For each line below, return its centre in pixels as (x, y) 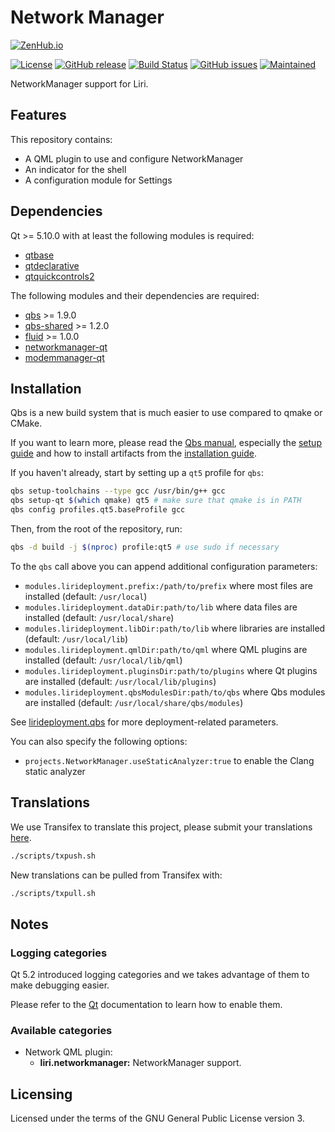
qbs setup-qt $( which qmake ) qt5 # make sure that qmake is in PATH (156, 501)
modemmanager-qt (64, 357)
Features (38, 115)
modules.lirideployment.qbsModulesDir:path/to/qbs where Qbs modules (175, 692)
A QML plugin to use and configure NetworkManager (134, 158)
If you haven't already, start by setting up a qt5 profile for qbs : (137, 473)
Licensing (41, 1094)
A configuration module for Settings (98, 180)
